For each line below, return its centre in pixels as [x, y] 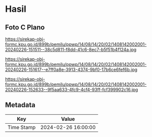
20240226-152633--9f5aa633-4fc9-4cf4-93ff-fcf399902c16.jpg [72, 89]
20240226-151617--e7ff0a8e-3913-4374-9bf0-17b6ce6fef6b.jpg [71, 69]
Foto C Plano [25, 27]
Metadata [20, 105]
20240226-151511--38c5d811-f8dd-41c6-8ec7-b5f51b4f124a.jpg [71, 50]
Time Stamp [22, 127]
